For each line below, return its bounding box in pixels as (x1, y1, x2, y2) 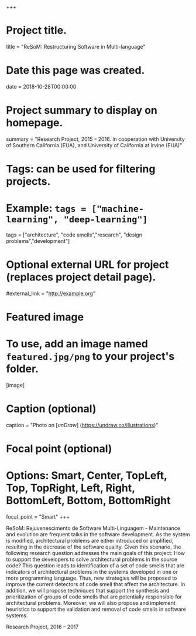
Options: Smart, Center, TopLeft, (6, 469, 167, 482)
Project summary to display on (6, 104, 158, 117)
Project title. (6, 24, 67, 37)
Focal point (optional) (6, 442, 112, 455)
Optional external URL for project (6, 258, 169, 272)
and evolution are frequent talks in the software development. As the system (6, 531, 190, 538)
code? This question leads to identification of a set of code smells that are (6, 562, 185, 569)
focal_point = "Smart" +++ (6, 513, 70, 520)
